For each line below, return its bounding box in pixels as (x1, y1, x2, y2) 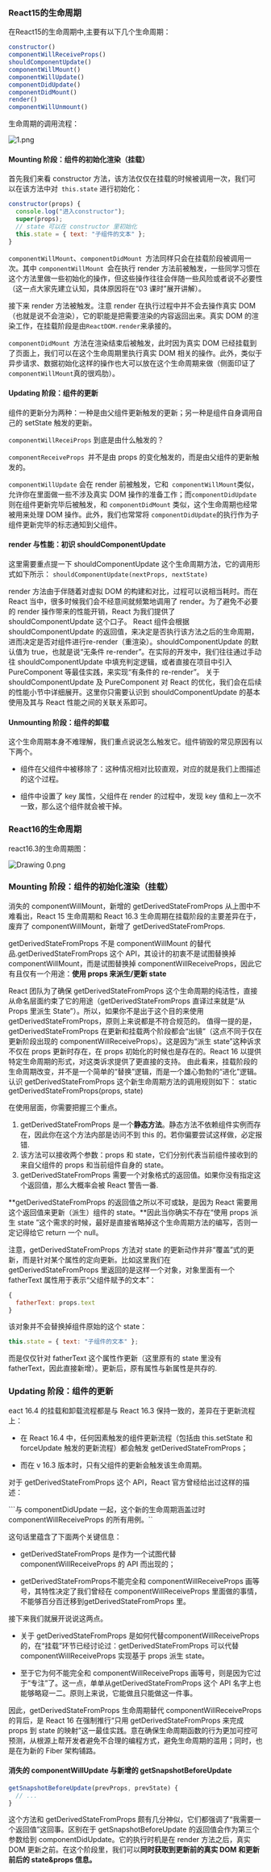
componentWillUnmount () (8, 103, 89, 111)
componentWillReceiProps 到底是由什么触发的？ (8, 434, 165, 445)
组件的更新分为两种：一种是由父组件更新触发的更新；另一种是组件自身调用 (8, 408, 256, 417)
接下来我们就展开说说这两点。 (8, 1613, 107, 1623)
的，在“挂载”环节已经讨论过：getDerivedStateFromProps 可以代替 (19, 1640, 240, 1650)
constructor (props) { (8, 200, 81, 208)
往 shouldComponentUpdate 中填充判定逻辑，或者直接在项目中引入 (8, 657, 232, 667)
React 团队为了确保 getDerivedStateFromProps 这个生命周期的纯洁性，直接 (8, 986, 258, 995)
